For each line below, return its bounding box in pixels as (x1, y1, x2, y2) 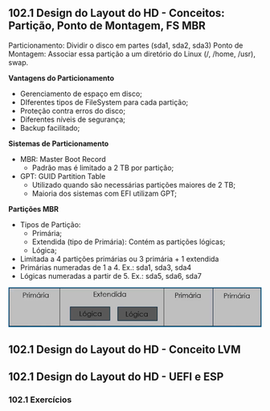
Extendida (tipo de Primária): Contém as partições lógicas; (31, 237, 226, 247)
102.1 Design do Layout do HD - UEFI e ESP (8, 370, 224, 384)
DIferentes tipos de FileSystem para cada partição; (19, 97, 189, 107)
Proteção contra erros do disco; (19, 106, 126, 115)
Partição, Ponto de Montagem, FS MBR (8, 19, 207, 33)
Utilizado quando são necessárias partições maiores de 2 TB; (31, 180, 235, 189)
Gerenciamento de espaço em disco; (19, 89, 143, 98)
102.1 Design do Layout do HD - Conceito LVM (8, 342, 241, 356)
